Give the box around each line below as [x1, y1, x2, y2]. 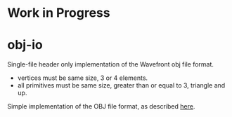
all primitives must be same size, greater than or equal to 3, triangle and [17, 81, 226, 90]
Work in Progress [7, 5, 110, 21]
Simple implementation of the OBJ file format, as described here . [7, 102, 195, 111]
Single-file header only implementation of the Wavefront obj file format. [7, 60, 214, 69]
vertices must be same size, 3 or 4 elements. [17, 74, 148, 82]
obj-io [7, 37, 44, 53]
